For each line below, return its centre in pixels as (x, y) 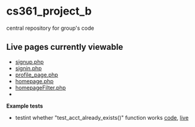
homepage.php (34, 81)
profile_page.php (37, 75)
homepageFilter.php (40, 88)
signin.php (28, 68)
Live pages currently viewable (65, 47)
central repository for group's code (50, 28)
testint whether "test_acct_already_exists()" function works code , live (102, 117)
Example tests (25, 106)
